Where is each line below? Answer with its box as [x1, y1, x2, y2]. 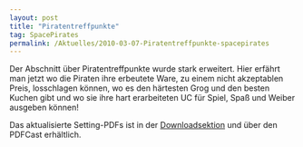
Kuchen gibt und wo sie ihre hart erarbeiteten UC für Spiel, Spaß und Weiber [9, 93, 296, 103]
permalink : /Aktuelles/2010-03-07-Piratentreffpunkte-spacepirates [9, 38, 270, 48]
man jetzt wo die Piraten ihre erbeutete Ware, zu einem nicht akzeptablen [9, 73, 284, 84]
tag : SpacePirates [9, 30, 79, 39]
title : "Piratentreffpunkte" [9, 22, 120, 31]
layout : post [9, 13, 59, 23]
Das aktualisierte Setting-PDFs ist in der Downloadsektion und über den [9, 120, 279, 131]
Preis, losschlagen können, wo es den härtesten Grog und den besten [9, 83, 270, 93]
